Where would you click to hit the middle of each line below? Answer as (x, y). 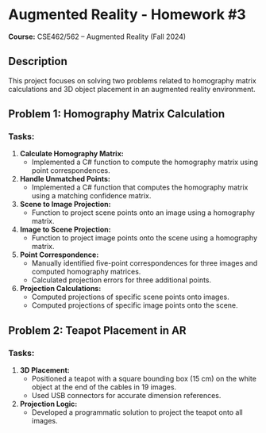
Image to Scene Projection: (65, 230)
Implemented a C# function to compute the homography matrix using (145, 162)
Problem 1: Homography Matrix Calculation (117, 114)
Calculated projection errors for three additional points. (121, 280)
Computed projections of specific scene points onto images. (130, 297)
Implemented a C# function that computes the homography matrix (140, 187)
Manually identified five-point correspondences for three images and (145, 263)
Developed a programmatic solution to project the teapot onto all (137, 412)
